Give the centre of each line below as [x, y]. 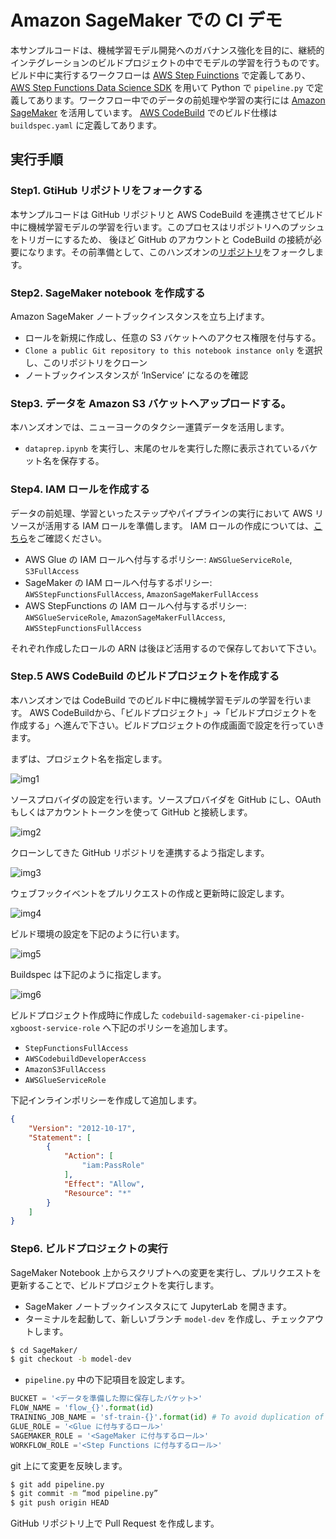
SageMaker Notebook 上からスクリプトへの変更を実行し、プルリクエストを [166, 1272]
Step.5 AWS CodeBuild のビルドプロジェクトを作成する [145, 676]
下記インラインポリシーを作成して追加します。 [106, 1100]
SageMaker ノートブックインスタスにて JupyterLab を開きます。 [158, 1306]
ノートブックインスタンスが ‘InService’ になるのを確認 [136, 375]
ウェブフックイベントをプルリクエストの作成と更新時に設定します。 [150, 893]
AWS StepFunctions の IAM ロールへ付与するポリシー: [135, 605]
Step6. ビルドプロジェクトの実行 [89, 1249]
